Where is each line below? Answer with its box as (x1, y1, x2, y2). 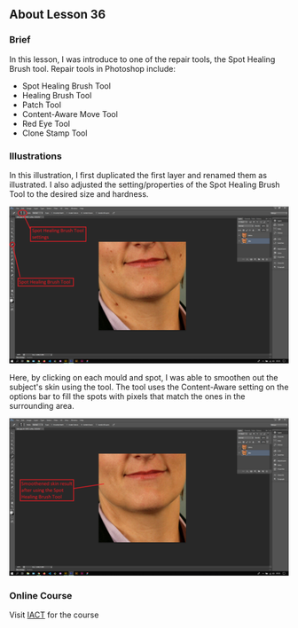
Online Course (9, 589, 73, 601)
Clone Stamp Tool (21, 128, 88, 138)
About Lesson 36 (9, 7, 106, 22)
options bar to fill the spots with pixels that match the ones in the (9, 391, 246, 402)
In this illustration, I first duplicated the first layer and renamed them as (9, 169, 268, 180)
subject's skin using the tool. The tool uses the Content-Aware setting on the (9, 381, 289, 393)
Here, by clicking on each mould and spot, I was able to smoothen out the (9, 373, 278, 383)
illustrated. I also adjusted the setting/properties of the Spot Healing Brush (9, 179, 281, 190)
